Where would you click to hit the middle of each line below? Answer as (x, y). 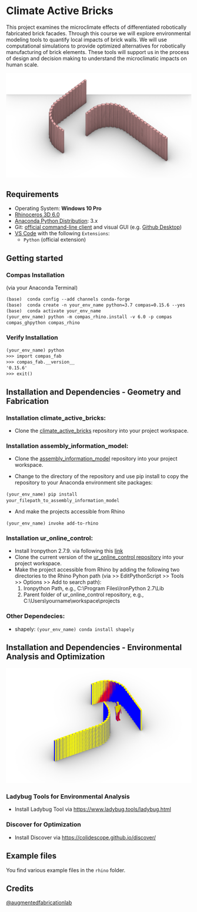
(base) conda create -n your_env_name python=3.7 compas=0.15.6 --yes (96, 305)
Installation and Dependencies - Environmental (94, 648)
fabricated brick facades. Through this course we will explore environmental (98, 33)
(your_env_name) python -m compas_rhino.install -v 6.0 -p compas (89, 317)
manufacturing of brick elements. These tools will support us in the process (98, 52)
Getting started (35, 258)
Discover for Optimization (44, 824)
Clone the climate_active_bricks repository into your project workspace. (101, 430)
